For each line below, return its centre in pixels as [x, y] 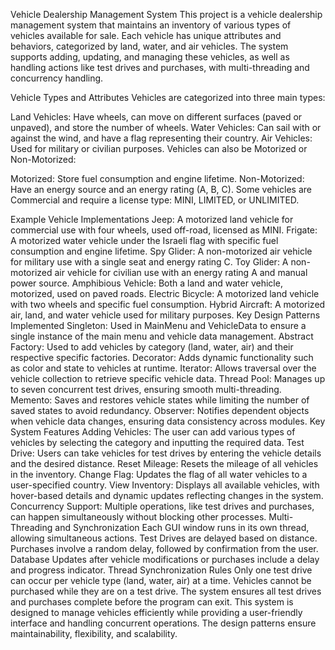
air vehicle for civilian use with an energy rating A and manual [181, 272]
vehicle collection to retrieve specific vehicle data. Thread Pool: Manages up [168, 378]
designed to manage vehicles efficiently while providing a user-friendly [156, 612]
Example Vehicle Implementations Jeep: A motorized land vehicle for [152, 219]
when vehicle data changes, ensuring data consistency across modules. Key [168, 421]
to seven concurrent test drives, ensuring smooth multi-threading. [146, 389]
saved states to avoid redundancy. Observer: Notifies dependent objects [160, 410]
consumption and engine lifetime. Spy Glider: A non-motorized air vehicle [161, 251]
